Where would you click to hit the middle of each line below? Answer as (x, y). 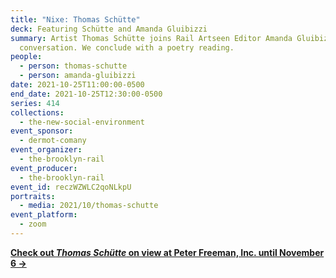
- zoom (33, 224)
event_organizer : (46, 150)
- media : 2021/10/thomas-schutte (89, 206)
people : (26, 57)
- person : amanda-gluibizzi (78, 76)
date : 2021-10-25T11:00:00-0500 (77, 85)
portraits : (33, 196)
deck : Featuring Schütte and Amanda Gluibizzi (109, 29)
